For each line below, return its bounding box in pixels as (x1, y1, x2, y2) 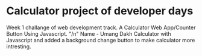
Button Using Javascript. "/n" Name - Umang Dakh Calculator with (6, 30, 172, 37)
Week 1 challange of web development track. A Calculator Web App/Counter (6, 24, 196, 31)
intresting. (6, 43, 31, 50)
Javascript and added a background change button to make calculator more (6, 36, 195, 43)
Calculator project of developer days (6, 4, 194, 18)
